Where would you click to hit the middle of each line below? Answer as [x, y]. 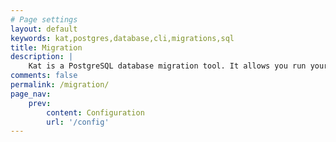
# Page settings [44, 19]
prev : [40, 103]
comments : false [44, 76]
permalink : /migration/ [60, 85]
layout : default [44, 29]
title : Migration [46, 47]
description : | [42, 57]
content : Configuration [95, 112]
